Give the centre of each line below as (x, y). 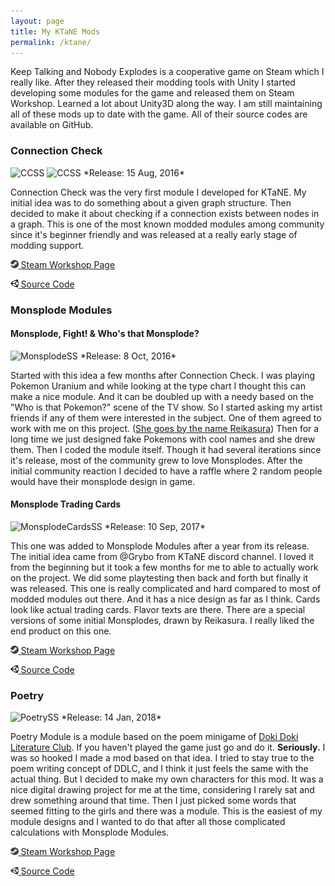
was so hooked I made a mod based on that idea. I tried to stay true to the (162, 758)
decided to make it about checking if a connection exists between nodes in (165, 213)
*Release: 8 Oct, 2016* (128, 356)
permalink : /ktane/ (51, 42)
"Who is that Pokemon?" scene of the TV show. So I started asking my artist (166, 407)
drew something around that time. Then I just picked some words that (153, 801)
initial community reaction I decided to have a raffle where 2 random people (166, 471)
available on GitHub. (52, 125)
